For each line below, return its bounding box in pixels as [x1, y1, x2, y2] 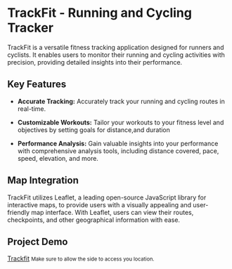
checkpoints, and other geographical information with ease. [7, 216, 181, 224]
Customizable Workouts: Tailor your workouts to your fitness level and [17, 118, 224, 126]
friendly [7, 208, 30, 216]
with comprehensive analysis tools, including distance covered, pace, [17, 146, 219, 155]
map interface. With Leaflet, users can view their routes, [31, 208, 194, 216]
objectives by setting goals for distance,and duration [17, 125, 171, 134]
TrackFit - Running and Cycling [7, 5, 192, 21]
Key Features [7, 79, 67, 91]
